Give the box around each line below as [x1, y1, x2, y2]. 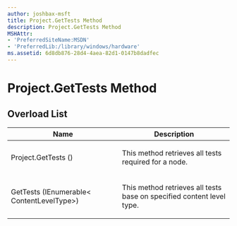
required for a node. [122, 157, 188, 167]
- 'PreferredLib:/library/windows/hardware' [7, 43, 140, 50]
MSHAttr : [7, 30, 33, 37]
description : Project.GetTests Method [7, 23, 121, 30]
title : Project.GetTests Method [7, 17, 102, 24]
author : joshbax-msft [7, 10, 71, 18]
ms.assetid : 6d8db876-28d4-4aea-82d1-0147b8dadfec [7, 50, 159, 57]
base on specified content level [122, 191, 226, 201]
